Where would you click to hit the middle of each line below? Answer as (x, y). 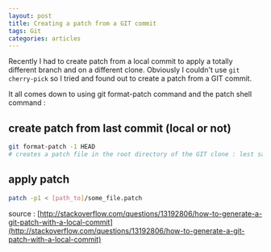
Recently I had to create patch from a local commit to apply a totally (121, 61)
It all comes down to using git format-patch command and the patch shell (130, 94)
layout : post (30, 16)
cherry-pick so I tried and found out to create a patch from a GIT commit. (130, 78)
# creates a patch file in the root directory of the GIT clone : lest (131, 154)
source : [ (24, 213)
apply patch (39, 180)
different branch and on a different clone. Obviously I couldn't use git (124, 70)
